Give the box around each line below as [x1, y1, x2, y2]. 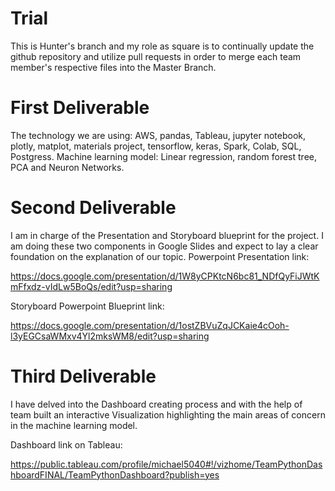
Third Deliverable [10, 365, 157, 387]
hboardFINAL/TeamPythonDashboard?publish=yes [10, 468, 220, 481]
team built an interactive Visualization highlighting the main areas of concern [10, 408, 326, 421]
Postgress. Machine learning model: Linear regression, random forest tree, [10, 150, 317, 162]
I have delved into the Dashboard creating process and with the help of [10, 398, 303, 410]
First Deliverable [10, 97, 150, 119]
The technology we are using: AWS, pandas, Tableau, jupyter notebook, [10, 129, 307, 141]
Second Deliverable [10, 197, 177, 219]
